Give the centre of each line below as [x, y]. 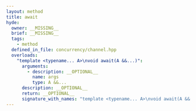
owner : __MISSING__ [35, 28]
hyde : [13, 22]
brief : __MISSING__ [35, 33]
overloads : [25, 55]
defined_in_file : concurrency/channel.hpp [64, 50]
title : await [22, 17]
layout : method [25, 11]
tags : [18, 39]
